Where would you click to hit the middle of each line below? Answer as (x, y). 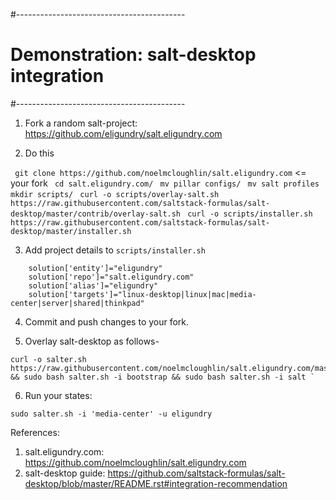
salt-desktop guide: (65, 473)
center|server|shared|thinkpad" (77, 303)
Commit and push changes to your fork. (107, 321)
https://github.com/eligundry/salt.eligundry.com (123, 133)
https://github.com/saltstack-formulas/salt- (196, 473)
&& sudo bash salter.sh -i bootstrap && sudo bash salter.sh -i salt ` (162, 377)
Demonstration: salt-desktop (133, 55)
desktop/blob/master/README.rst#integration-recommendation (156, 483)
